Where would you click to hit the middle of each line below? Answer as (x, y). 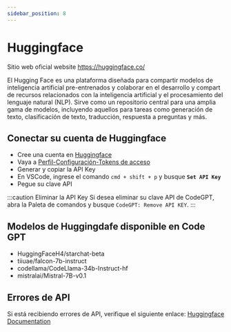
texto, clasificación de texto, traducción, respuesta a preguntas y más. (107, 116)
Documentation (29, 321)
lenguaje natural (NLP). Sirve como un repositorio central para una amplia (111, 102)
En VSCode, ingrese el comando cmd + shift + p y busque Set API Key (119, 177)
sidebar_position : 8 (37, 13)
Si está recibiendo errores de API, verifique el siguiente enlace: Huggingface (116, 314)
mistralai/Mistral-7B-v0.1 (52, 276)
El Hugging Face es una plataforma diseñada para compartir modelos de (110, 80)
